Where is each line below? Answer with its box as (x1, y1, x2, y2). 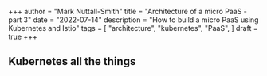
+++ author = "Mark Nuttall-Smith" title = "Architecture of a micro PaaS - (8, 7, 247, 16)
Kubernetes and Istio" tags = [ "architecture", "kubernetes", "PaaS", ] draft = (8, 24, 258, 32)
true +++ (8, 32, 38, 41)
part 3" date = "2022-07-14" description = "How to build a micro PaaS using (8, 15, 259, 25)
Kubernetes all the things (8, 55, 136, 68)
